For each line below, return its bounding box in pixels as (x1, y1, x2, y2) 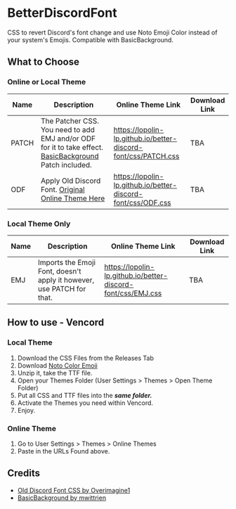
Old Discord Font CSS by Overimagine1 (17, 486, 131, 494)
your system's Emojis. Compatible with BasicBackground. (7, 35, 174, 44)
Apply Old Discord (41, 176, 101, 186)
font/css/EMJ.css (104, 288, 162, 298)
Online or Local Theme (7, 77, 86, 87)
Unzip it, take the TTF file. (17, 368, 93, 377)
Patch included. (41, 160, 93, 169)
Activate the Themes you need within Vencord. (17, 399, 153, 407)
